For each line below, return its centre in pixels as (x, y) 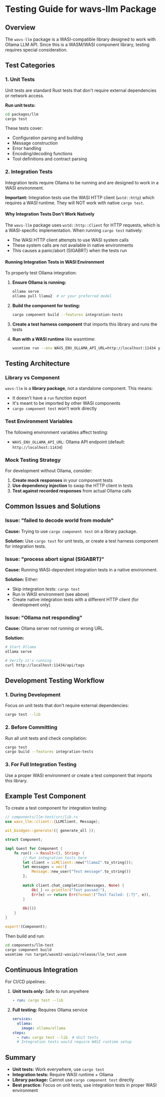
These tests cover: (24, 128)
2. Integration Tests (29, 172)
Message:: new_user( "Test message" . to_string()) (81, 872)
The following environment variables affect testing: (57, 432)
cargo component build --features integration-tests (67, 315)
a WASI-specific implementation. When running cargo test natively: (74, 230)
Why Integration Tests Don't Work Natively (50, 214)
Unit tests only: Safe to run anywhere (50, 991)
